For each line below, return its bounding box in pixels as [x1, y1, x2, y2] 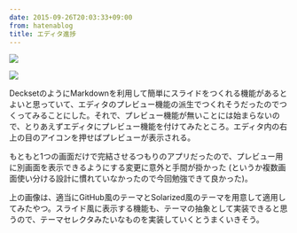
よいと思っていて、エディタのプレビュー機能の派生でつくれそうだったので [9, 99, 280, 110]
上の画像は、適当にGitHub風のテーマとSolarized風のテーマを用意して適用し [9, 192, 286, 203]
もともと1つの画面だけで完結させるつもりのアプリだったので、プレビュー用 [9, 151, 284, 162]
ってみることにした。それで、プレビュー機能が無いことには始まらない [16, 110, 273, 120]
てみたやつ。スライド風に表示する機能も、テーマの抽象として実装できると [9, 203, 281, 214]
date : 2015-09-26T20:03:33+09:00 [9, 12, 133, 22]
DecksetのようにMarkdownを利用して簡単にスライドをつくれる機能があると [9, 88, 288, 98]
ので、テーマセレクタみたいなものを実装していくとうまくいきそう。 [16, 214, 264, 225]
